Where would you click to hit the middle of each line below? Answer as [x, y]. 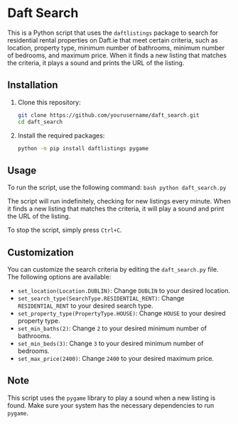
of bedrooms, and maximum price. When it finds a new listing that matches [117, 55]
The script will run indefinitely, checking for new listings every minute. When [119, 201]
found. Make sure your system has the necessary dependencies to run [111, 405]
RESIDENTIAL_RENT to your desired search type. [86, 306]
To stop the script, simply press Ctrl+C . [65, 230]
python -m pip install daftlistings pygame [83, 148]
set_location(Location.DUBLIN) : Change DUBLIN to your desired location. [124, 291]
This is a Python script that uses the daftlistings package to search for [113, 33]
